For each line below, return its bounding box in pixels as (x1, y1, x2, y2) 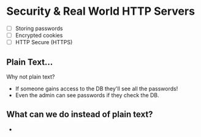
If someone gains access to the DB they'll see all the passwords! (15, 85, 178, 92)
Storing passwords (15, 25, 63, 32)
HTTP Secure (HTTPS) (15, 39, 73, 46)
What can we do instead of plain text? (6, 109, 153, 120)
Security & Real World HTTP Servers (6, 4, 195, 18)
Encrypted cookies (15, 32, 63, 39)
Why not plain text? (6, 72, 55, 80)
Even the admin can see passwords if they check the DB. (15, 91, 159, 99)
